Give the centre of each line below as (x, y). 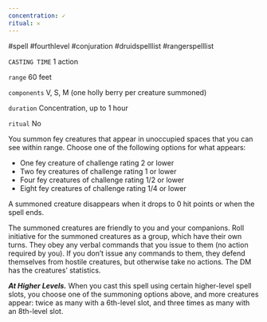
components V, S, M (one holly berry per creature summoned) (108, 92)
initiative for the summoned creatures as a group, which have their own (125, 236)
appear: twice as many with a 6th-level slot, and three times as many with (129, 302)
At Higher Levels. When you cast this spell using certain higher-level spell (130, 285)
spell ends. (26, 212)
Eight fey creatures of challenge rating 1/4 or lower (103, 188)
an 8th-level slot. (36, 311)
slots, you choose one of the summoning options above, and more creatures (133, 294)
